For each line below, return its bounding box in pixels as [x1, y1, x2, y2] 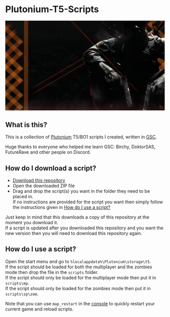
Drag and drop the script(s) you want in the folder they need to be [12, 188, 150, 194]
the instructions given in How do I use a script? [12, 204, 111, 210]
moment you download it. [5, 220, 58, 226]
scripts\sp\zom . [5, 291, 39, 297]
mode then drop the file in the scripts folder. [5, 269, 99, 275]
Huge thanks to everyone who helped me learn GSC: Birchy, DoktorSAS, [5, 144, 156, 150]
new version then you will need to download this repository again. [5, 230, 143, 236]
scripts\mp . [5, 280, 29, 286]
